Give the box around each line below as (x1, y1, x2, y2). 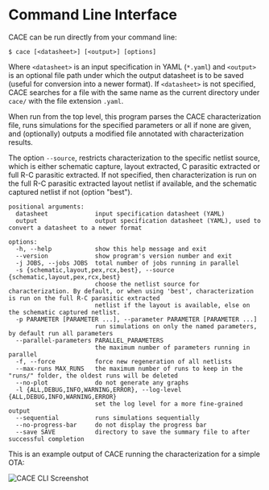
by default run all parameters (8, 329, 114, 337)
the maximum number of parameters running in (94, 344, 250, 352)
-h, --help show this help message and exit (15, 245, 207, 253)
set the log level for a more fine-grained (94, 400, 243, 408)
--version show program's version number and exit (15, 252, 232, 260)
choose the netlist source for (94, 280, 200, 288)
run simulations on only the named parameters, (94, 322, 258, 331)
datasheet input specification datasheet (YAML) (15, 209, 226, 218)
